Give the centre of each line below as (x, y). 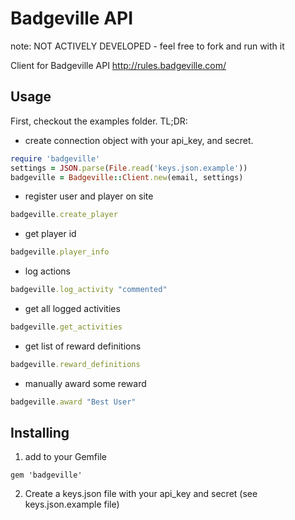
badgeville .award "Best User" (73, 402)
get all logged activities (72, 308)
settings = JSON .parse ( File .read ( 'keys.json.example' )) (129, 168)
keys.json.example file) (72, 504)
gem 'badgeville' (46, 475)
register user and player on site (89, 196)
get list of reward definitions (83, 346)
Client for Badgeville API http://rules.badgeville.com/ (118, 65)
